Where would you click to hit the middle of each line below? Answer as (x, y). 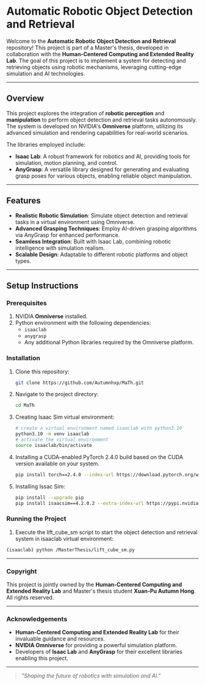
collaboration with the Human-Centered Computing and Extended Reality (100, 54)
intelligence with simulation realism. (60, 248)
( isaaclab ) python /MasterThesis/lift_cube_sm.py (71, 550)
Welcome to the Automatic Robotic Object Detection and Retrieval (91, 41)
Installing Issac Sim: (40, 486)
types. (23, 261)
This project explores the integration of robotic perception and (85, 113)
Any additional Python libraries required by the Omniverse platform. (109, 342)
